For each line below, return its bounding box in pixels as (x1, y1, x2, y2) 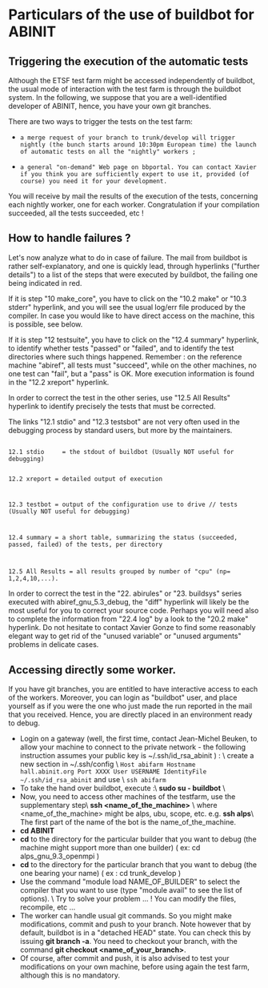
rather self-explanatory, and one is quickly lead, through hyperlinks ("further (8, 261, 260, 271)
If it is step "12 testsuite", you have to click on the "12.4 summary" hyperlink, (8, 335, 260, 344)
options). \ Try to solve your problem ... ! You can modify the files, (19, 894, 237, 903)
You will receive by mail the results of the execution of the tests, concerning (8, 191, 258, 201)
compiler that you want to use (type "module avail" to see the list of (19, 885, 242, 894)
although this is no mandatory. (19, 970, 120, 980)
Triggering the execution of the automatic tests (8, 54, 249, 68)
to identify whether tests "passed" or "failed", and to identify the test (8, 343, 234, 353)
